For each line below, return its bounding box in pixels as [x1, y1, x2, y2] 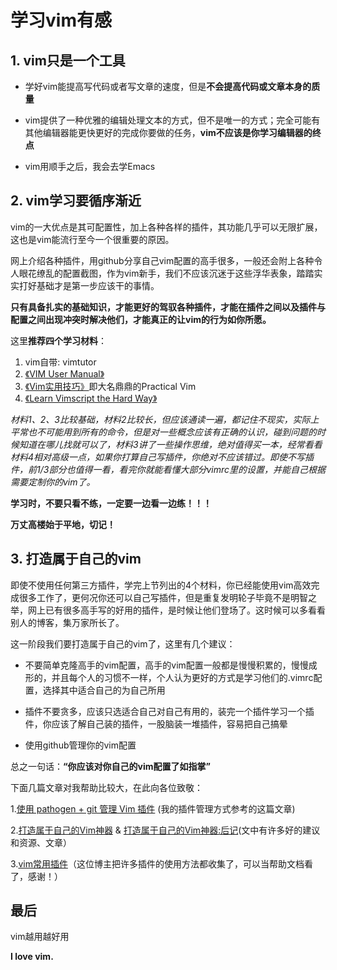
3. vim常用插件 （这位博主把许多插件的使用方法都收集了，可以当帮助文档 [10, 857, 305, 870]
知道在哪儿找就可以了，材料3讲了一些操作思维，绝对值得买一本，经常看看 [18, 438, 323, 450]
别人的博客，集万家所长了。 [10, 616, 125, 628]
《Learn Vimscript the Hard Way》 [24, 392, 158, 404]
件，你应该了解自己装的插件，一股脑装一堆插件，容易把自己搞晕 [24, 717, 288, 730]
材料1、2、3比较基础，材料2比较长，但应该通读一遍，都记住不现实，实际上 [10, 413, 320, 425]
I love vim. [10, 951, 54, 963]
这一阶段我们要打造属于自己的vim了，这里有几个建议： [10, 637, 236, 650]
